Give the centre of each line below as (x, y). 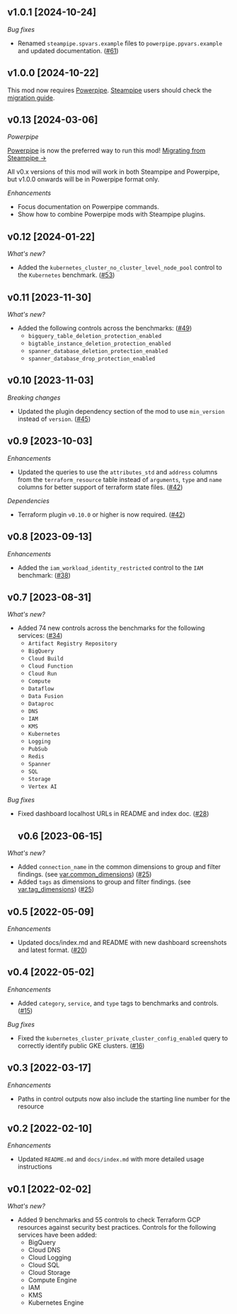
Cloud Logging (50, 1257)
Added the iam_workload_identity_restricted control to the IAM (110, 568)
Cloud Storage (49, 1273)
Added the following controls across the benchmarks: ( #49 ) (105, 328)
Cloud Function (50, 666)
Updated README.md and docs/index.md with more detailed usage (111, 1159)
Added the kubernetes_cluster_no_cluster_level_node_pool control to (120, 268)
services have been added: (57, 1235)
